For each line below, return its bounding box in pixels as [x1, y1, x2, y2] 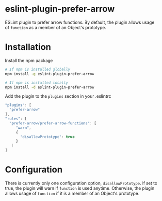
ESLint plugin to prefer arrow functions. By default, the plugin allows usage [5, 19, 155, 25]
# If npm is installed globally [5, 67, 70, 72]
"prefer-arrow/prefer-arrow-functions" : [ [9, 121, 97, 125]
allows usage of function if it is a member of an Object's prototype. [5, 190, 140, 196]
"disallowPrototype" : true [20, 134, 75, 139]
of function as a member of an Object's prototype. [5, 24, 107, 30]
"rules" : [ [5, 116, 27, 121]
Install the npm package [5, 57, 53, 63]
